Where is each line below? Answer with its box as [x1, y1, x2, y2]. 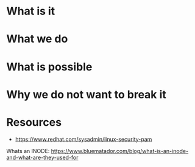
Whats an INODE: [6, 147, 50, 154]
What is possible [6, 60, 93, 73]
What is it [6, 4, 55, 18]
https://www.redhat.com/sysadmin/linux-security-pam [15, 135, 152, 143]
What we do [6, 32, 68, 46]
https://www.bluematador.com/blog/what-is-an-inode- [51, 147, 189, 154]
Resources [6, 115, 62, 129]
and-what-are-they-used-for [6, 154, 79, 161]
